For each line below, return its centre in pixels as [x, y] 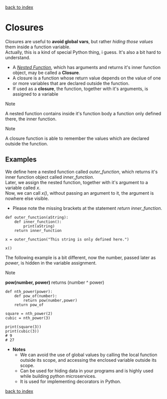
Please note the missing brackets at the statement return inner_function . [87, 208]
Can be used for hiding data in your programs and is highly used [87, 371]
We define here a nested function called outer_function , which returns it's [81, 172]
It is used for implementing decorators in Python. [71, 381]
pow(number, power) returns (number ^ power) [55, 282]
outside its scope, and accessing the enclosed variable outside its [88, 360]
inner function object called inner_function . [50, 177]
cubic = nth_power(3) [28, 318]
